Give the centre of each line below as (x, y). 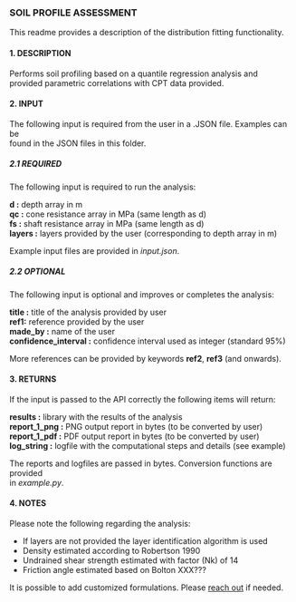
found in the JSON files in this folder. (78, 143)
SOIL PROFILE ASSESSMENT (73, 13)
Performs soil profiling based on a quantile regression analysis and (134, 73)
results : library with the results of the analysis (96, 417)
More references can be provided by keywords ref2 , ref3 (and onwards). (146, 358)
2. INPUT (26, 104)
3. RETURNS (33, 379)
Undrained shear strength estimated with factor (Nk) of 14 (130, 560)
